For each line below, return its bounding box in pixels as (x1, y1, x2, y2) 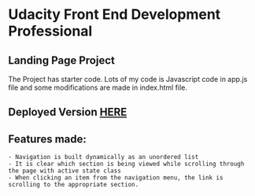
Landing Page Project (8, 54, 116, 67)
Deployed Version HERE (8, 105, 128, 119)
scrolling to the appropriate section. (8, 181, 139, 189)
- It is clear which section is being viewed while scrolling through (8, 160, 245, 168)
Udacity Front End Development (8, 6, 221, 24)
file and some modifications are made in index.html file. (8, 83, 187, 92)
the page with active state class (8, 167, 122, 175)
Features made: (8, 132, 87, 146)
